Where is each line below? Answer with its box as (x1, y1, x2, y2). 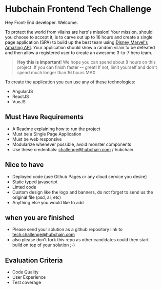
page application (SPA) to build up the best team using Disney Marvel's (5, 39, 148, 45)
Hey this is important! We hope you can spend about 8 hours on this (17, 59, 156, 65)
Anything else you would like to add (12, 199, 84, 205)
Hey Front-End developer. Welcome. (5, 19, 78, 25)
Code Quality (12, 269, 39, 275)
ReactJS (12, 94, 29, 99)
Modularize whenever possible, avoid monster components (12, 141, 132, 147)
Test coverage (12, 279, 41, 286)
